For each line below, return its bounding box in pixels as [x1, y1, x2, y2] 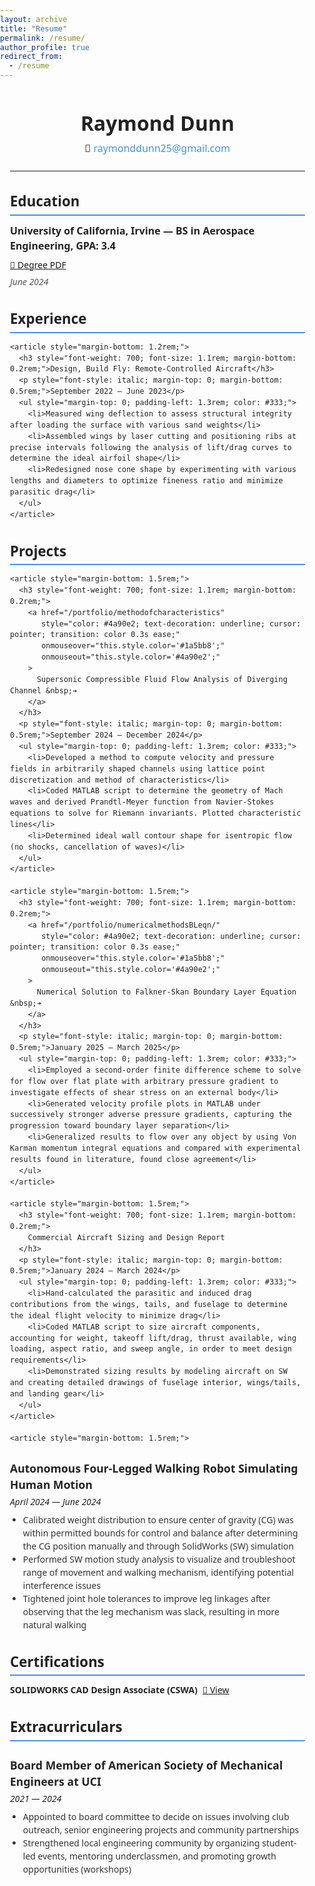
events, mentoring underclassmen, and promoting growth [37, 1849, 277, 1862]
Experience [10, 308, 87, 329]
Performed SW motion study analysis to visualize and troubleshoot [22, 1552, 296, 1566]
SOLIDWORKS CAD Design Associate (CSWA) [10, 1683, 198, 1697]
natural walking [22, 1618, 87, 1631]
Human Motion [10, 1477, 93, 1493]
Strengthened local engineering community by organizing [22, 1836, 260, 1849]
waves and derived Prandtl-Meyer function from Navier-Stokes [10, 797, 275, 807]
